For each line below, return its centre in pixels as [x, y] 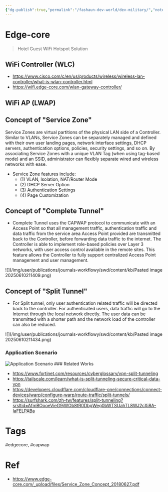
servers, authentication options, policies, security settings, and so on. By [80, 148]
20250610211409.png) [28, 275]
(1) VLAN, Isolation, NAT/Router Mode [58, 179]
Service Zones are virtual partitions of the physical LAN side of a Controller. [83, 132]
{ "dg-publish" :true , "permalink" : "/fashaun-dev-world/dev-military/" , [79, 10]
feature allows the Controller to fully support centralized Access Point [84, 255]
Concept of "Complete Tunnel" [54, 211]
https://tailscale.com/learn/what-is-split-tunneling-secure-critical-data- [86, 379]
